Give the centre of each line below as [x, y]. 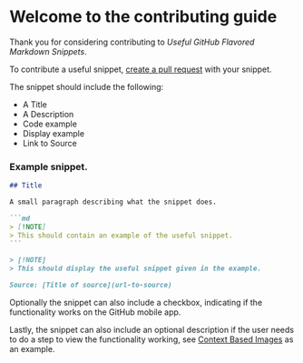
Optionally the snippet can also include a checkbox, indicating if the [136, 303]
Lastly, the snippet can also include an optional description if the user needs [152, 330]
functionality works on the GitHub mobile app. [95, 312]
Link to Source [49, 143]
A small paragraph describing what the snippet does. [113, 202]
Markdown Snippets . [49, 51]
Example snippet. [49, 166]
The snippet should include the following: [87, 86]
